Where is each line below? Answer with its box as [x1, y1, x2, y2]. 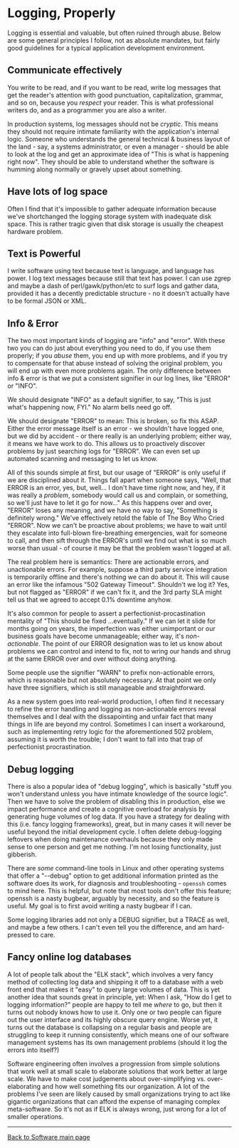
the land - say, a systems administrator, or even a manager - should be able [7, 142, 229, 151]
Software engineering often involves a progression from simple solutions [7, 1059, 221, 1068]
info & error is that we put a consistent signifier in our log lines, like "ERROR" [7, 374, 231, 383]
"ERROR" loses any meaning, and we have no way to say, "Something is [7, 506, 218, 515]
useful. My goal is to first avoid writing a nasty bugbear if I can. [7, 902, 193, 910]
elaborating [7, 1082, 41, 1090]
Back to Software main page [7, 1132, 90, 1141]
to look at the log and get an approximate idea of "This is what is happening [7, 149, 229, 158]
